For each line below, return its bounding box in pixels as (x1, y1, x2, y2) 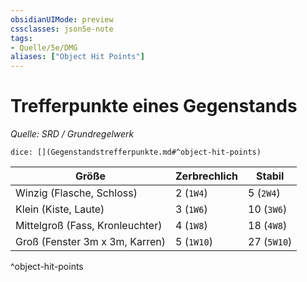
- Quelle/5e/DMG (10, 42, 78, 53)
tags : (10, 33, 33, 43)
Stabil (255, 169, 285, 183)
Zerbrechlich (174, 169, 239, 183)
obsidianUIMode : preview (10, 14, 114, 25)
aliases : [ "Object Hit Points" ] (10, 52, 145, 62)
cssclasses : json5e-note (10, 24, 114, 34)
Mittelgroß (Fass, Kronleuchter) (15, 219, 163, 233)
